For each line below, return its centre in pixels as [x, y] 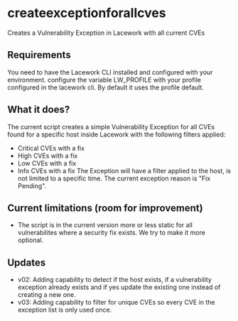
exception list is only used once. [65, 310]
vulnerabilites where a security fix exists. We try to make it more [112, 233]
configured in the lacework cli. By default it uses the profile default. [106, 87]
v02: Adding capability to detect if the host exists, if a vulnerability [114, 280]
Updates [27, 262]
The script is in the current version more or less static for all [105, 225]
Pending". [32, 185]
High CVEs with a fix [48, 156]
